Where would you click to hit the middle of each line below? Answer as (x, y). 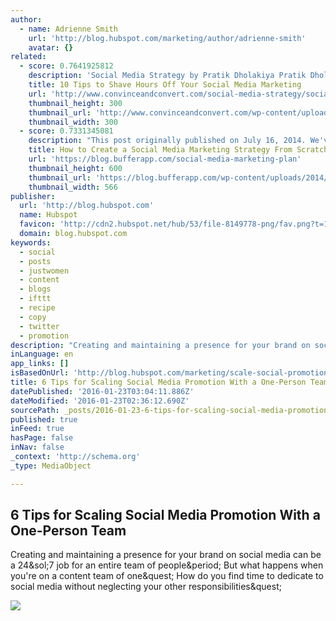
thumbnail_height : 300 (75, 103)
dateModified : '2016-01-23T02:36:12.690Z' (100, 401)
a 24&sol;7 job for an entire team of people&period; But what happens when (167, 565)
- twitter (39, 326)
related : (28, 57)
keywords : (31, 242)
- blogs (35, 289)
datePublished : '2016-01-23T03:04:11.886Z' (102, 391)
